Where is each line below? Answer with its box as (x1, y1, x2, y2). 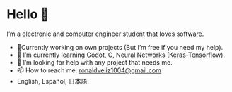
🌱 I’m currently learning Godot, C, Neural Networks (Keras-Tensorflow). (16, 51, 226, 59)
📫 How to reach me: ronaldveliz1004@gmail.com (16, 66, 162, 74)
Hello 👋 (6, 6, 49, 22)
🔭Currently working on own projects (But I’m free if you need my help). (16, 43, 224, 51)
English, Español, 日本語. (16, 77, 89, 85)
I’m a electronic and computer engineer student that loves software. (6, 29, 204, 38)
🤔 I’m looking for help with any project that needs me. (16, 58, 173, 66)
